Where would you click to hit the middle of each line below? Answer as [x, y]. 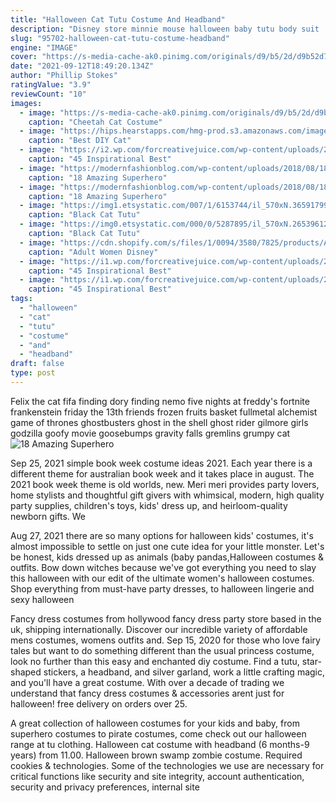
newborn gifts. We [48, 516]
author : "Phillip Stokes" [64, 76]
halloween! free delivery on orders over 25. [99, 703]
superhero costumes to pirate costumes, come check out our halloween [158, 733]
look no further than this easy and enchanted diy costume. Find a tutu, [155, 661]
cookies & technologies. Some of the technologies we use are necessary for [167, 765]
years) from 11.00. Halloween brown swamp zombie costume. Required [156, 755]
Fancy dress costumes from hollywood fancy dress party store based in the [166, 618]
